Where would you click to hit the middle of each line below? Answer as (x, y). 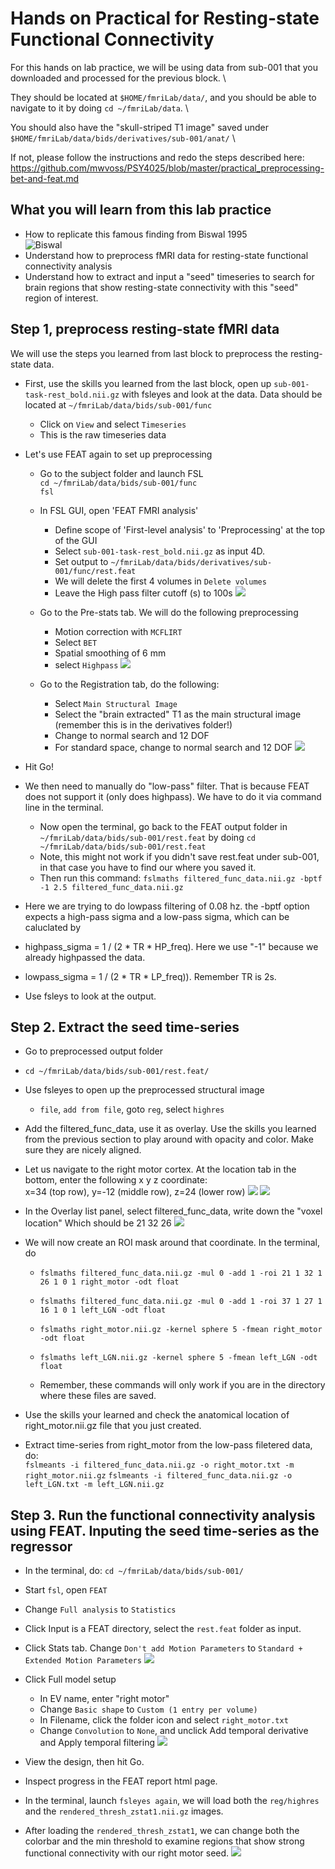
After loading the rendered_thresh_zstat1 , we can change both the (162, 1831)
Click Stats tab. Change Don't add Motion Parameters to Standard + (163, 1648)
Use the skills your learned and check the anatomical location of (157, 1415)
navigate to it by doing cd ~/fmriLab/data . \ (99, 108)
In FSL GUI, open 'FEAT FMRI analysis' (119, 510)
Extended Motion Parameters (83, 1661)
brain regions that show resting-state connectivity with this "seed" (161, 287)
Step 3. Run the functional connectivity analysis (163, 1515)
